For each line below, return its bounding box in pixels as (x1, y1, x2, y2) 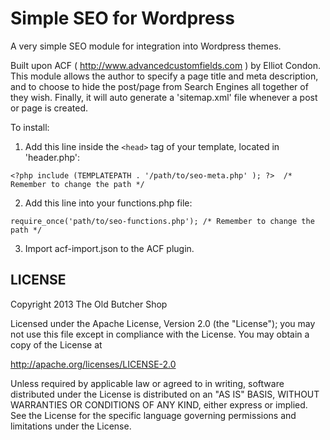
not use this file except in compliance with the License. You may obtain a (10, 328, 310, 340)
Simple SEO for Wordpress (10, 7, 235, 30)
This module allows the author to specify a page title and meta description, (10, 70, 319, 82)
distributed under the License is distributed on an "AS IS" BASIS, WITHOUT (10, 388, 320, 400)
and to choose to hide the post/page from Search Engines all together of (10, 80, 309, 92)
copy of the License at (10, 338, 103, 351)
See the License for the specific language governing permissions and (10, 409, 297, 421)
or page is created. (10, 102, 88, 114)
